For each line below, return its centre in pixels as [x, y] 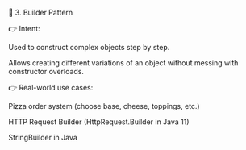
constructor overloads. [46, 71]
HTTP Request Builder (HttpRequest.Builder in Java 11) [99, 122]
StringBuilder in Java [43, 137]
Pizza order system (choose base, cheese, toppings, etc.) [104, 106]
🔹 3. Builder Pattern [41, 12]
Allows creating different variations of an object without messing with [123, 63]
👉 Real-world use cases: [51, 87]
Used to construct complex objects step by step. [89, 47]
